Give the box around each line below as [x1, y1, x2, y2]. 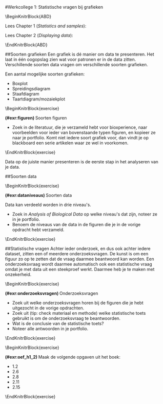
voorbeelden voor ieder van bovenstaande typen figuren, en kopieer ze [12, 130, 156, 135]
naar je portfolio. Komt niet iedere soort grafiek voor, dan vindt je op [12, 135, 149, 140]
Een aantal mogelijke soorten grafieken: [5, 71, 85, 77]
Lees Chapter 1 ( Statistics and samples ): [5, 23, 86, 29]
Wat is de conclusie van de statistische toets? [12, 321, 104, 326]
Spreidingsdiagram [12, 86, 50, 92]
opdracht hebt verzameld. [12, 227, 64, 232]
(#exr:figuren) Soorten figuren [5, 115, 67, 121]
